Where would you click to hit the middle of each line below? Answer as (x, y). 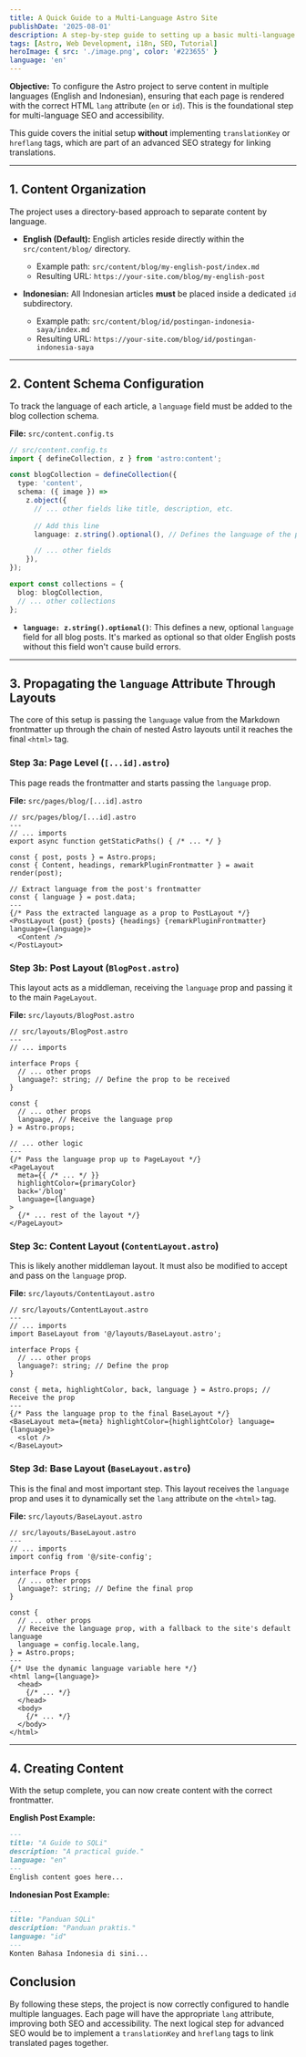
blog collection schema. (54, 415)
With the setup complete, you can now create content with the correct (141, 1791)
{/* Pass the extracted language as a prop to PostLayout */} (130, 913)
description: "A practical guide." (77, 1852)
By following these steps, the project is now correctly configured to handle (149, 2004)
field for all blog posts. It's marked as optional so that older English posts (159, 637)
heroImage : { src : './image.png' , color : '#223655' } (114, 52)
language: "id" (38, 1937)
